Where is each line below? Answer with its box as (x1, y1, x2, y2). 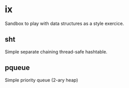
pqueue (5, 64, 30, 72)
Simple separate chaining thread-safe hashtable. (5, 48, 108, 54)
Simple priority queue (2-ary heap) (5, 77, 78, 83)
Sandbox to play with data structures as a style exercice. (5, 20, 124, 26)
